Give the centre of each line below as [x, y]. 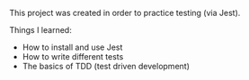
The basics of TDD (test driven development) [106, 66]
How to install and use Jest [72, 47]
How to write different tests [73, 56]
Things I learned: [40, 30]
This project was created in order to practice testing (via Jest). [125, 13]
